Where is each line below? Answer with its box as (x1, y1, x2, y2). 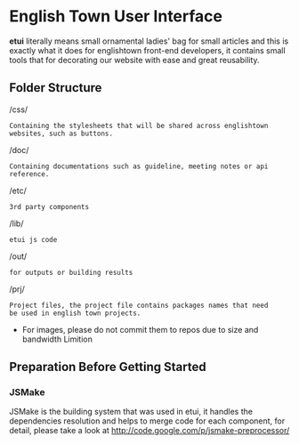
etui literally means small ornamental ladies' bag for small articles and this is (9, 36, 289, 46)
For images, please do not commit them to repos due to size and (21, 324, 259, 335)
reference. (9, 169, 50, 179)
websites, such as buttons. (9, 129, 114, 138)
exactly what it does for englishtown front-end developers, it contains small (9, 44, 287, 55)
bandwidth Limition (21, 334, 93, 344)
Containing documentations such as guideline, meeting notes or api (9, 162, 269, 171)
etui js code (9, 235, 58, 244)
